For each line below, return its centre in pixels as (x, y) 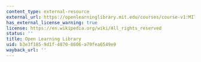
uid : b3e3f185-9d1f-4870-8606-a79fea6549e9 (61, 45)
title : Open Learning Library (44, 39)
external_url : (24, 17)
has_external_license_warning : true (52, 22)
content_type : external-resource (48, 12)
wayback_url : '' (26, 50)
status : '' (20, 34)
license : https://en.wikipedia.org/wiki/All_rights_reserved (84, 28)
